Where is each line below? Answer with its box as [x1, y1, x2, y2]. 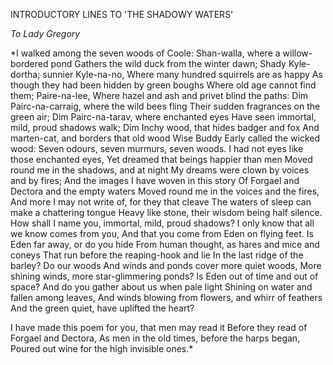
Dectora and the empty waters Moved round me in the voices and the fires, [10, 185, 320, 197]
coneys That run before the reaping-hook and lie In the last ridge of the [10, 249, 304, 261]
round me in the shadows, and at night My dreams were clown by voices [10, 164, 310, 176]
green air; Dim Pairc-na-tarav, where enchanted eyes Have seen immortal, [10, 111, 317, 123]
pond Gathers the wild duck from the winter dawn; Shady [50, 58, 287, 69]
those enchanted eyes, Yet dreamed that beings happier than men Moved [10, 154, 313, 165]
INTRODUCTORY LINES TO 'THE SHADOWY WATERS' [10, 9, 234, 20]
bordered [10, 58, 49, 69]
